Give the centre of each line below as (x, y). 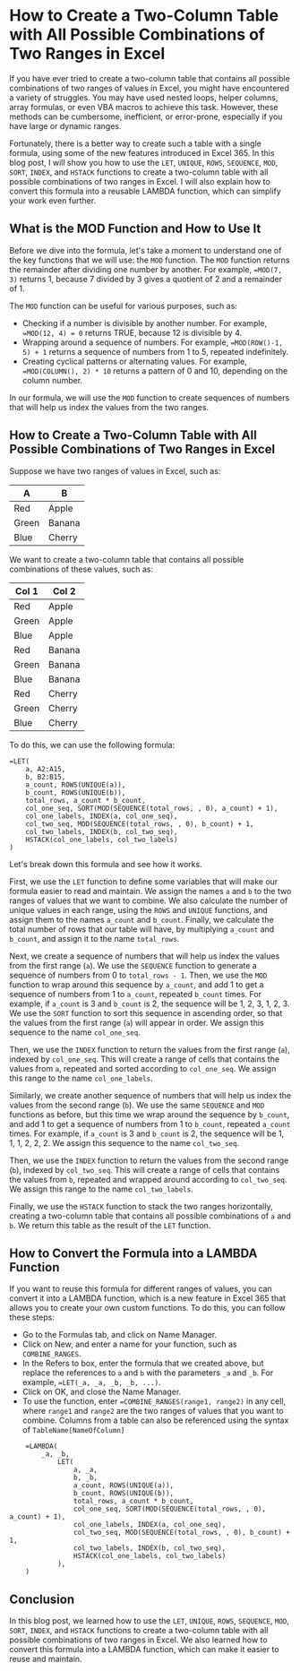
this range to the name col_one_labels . (81, 1078)
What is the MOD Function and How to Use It (135, 229)
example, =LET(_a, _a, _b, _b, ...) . (91, 1382)
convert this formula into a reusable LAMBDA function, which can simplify (146, 191)
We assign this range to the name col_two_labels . (102, 1189)
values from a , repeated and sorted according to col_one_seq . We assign (143, 1068)
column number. (52, 380)
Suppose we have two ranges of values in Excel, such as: (115, 470)
